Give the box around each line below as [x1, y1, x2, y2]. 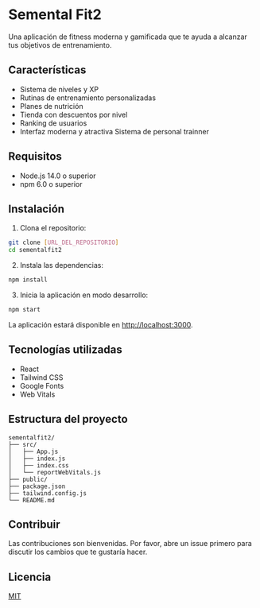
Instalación [8, 202, 65, 215]
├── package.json [8, 482, 66, 490]
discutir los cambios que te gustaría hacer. [8, 547, 148, 557]
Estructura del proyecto [8, 412, 129, 426]
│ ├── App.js [8, 447, 59, 455]
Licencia [8, 570, 52, 583]
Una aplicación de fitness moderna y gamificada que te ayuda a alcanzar [8, 32, 248, 41]
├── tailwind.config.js [8, 489, 87, 498]
